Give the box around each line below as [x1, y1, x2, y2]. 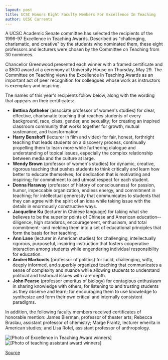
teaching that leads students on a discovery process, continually [12, 139, 146, 145]
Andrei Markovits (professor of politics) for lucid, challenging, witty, [12, 257, 154, 263]
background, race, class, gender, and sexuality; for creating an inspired [12, 118, 160, 124]
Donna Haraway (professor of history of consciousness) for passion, [12, 182, 155, 188]
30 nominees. [5, 52, 34, 58]
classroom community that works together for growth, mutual [12, 123, 139, 129]
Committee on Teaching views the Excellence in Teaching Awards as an [5, 72, 153, 78]
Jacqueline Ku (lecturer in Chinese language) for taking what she [12, 209, 148, 215]
